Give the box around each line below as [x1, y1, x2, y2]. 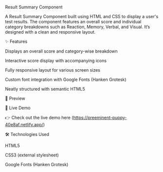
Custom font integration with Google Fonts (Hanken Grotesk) [5, 76, 127, 82]
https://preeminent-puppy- [72, 115, 127, 120]
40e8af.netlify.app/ [5, 122, 44, 127]
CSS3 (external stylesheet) [5, 152, 59, 158]
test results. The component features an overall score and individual [5, 19, 142, 24]
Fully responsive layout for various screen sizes [5, 67, 101, 73]
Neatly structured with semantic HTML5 [5, 86, 85, 92]
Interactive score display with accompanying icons [5, 58, 107, 63]
